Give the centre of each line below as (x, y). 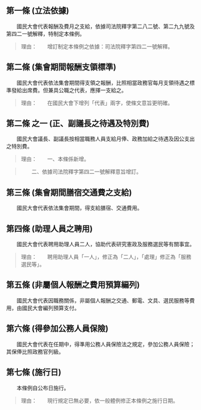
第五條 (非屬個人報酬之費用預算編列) (73, 285)
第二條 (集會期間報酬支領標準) (61, 67)
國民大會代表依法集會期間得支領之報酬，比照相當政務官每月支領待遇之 (103, 82)
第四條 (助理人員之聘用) (49, 229)
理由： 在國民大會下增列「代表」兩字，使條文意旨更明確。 (97, 103)
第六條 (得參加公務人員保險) (57, 328)
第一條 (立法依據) (38, 11)
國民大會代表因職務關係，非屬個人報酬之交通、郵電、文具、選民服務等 (103, 300)
